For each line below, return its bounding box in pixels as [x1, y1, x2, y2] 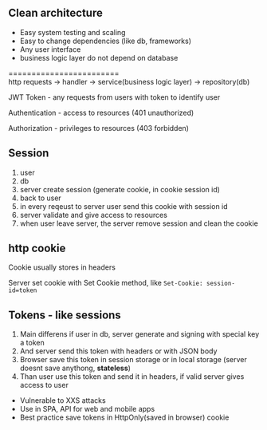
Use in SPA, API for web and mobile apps [19, 404, 155, 414]
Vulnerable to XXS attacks [19, 396, 106, 405]
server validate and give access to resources [19, 210, 167, 219]
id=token [8, 286, 37, 294]
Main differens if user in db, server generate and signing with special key [19, 329, 260, 339]
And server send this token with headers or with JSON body [19, 346, 218, 356]
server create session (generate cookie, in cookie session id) [19, 184, 221, 194]
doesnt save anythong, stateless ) [19, 363, 132, 373]
